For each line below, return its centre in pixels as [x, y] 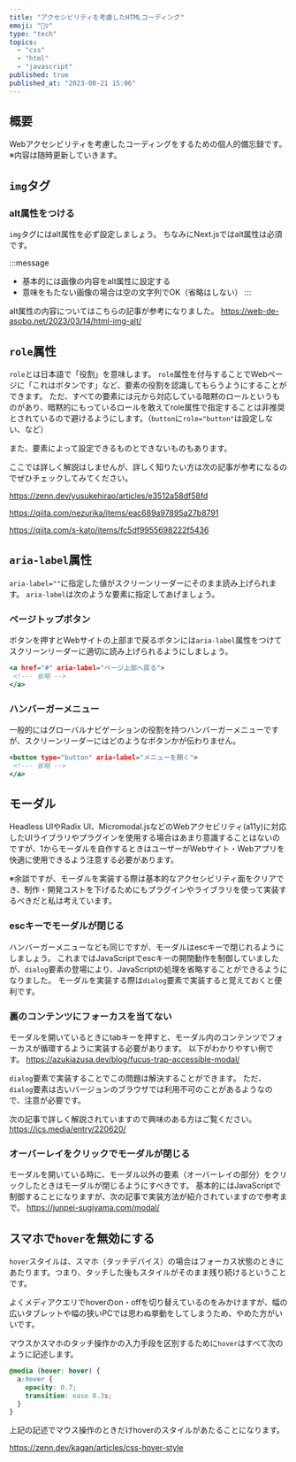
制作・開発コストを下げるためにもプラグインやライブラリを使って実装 [152, 889]
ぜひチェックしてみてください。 [75, 478]
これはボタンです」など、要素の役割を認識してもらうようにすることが [159, 385]
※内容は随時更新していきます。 [65, 155]
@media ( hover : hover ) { [55, 1371]
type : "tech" [33, 34]
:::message [29, 263]
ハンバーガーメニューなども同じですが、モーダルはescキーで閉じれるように [147, 947]
